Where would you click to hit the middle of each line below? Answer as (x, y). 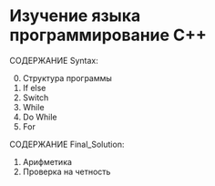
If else (34, 88)
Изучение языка (75, 16)
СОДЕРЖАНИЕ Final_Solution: (67, 144)
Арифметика (47, 161)
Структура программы (67, 77)
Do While (40, 117)
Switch (36, 98)
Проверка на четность (67, 171)
